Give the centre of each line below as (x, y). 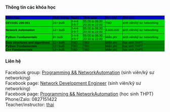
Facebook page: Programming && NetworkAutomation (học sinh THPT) (79, 94)
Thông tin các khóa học (31, 7)
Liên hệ (13, 61)
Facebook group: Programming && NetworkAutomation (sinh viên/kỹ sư (80, 73)
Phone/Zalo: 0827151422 (31, 99)
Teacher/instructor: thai (30, 105)
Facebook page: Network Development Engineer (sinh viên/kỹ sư (73, 83)
